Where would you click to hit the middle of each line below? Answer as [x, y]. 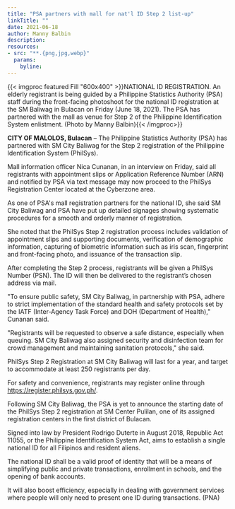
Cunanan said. [28, 319]
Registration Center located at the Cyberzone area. [81, 189]
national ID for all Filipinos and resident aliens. [74, 447]
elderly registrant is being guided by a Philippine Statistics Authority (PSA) [115, 94]
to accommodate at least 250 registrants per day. [79, 369]
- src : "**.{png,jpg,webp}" [49, 54]
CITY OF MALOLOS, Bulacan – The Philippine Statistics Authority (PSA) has [117, 138]
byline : [31, 66]
